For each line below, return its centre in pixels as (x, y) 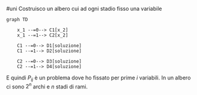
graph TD (17, 20)
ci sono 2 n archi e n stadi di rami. (47, 86)
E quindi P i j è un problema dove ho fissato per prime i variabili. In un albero (98, 78)
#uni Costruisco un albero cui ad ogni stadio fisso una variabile (84, 9)
